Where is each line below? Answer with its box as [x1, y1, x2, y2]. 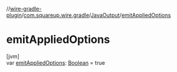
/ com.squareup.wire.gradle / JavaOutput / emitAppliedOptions [21, 11, 171, 19]
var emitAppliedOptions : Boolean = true [6, 59, 105, 66]
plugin [6, 11, 22, 19]
